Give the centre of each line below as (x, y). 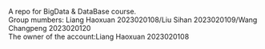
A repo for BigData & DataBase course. (72, 11)
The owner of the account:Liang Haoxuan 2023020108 (99, 36)
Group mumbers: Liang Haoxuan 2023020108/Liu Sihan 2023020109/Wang (133, 20)
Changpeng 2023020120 (50, 28)
